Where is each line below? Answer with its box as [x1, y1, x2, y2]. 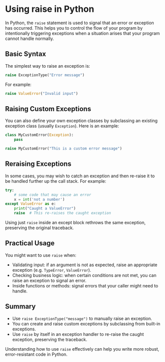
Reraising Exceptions [5, 160, 71, 168]
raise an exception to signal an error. [12, 278, 87, 283]
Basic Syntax [5, 50, 46, 58]
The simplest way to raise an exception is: [5, 63, 90, 69]
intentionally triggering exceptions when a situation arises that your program [5, 30, 160, 36]
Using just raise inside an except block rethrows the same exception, [5, 220, 146, 225]
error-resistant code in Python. [5, 351, 68, 357]
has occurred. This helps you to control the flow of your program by [5, 25, 143, 31]
